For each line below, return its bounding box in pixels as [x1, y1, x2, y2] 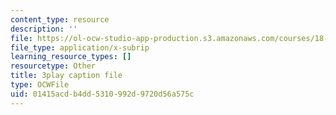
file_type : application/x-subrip [10, 42, 150, 53]
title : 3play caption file [10, 71, 123, 81]
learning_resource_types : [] [10, 52, 132, 62]
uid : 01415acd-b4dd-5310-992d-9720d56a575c [10, 89, 195, 99]
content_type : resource [10, 14, 110, 25]
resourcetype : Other [10, 61, 97, 71]
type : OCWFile [10, 80, 70, 90]
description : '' [10, 24, 78, 34]
